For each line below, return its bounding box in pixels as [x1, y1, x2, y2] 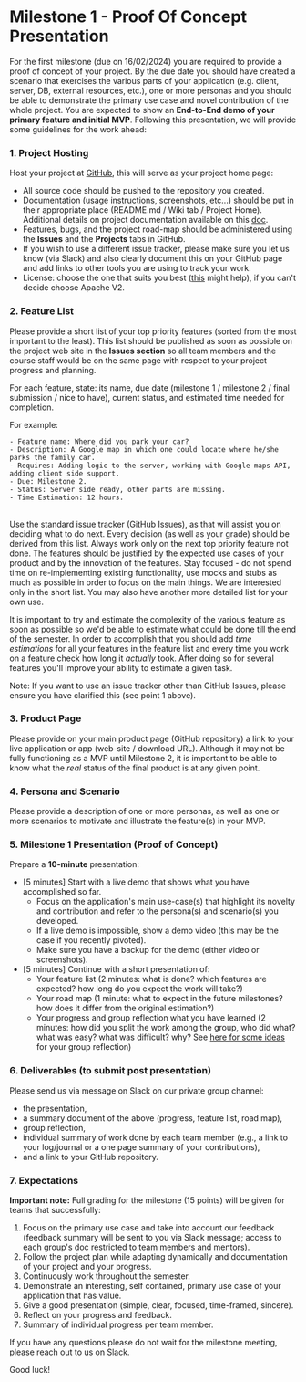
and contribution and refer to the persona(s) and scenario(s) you [36, 906, 280, 916]
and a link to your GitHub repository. [22, 1151, 159, 1162]
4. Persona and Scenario [9, 785, 120, 798]
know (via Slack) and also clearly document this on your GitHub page [22, 253, 283, 264]
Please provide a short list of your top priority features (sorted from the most [9, 326, 297, 337]
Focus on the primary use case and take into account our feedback [22, 1222, 275, 1233]
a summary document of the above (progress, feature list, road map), [22, 1112, 283, 1124]
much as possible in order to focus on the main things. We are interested [9, 577, 282, 588]
